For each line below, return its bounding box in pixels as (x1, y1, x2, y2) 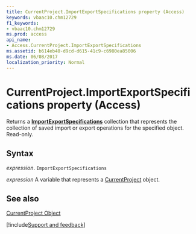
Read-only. (6, 131, 34, 138)
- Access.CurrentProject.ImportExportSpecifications (6, 43, 142, 49)
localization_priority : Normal (6, 59, 85, 65)
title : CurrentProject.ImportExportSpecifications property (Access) (6, 8, 185, 15)
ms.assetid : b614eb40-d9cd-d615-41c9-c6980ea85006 (6, 48, 136, 54)
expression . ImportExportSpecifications (6, 164, 107, 172)
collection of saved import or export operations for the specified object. (6, 124, 184, 131)
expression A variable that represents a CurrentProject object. (6, 176, 160, 183)
